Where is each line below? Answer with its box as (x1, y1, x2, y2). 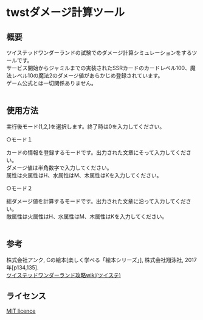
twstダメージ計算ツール (6, 5, 125, 20)
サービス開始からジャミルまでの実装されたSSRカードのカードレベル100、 (6, 65, 190, 71)
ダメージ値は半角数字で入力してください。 (6, 164, 112, 171)
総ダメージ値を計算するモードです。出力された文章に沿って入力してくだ (6, 197, 187, 205)
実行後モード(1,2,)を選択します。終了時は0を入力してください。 (6, 123, 165, 130)
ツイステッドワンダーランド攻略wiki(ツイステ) (6, 271, 122, 279)
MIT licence (6, 307, 36, 315)
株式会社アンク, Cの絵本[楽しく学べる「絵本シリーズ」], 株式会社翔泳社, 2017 (6, 256, 198, 263)
